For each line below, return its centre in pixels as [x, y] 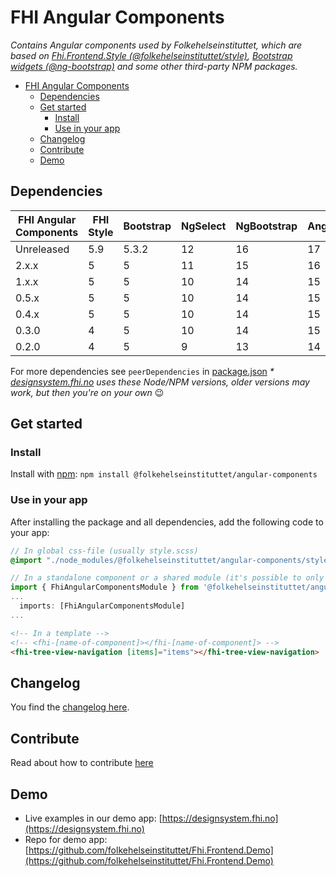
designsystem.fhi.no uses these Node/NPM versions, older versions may [160, 382]
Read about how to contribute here [82, 763]
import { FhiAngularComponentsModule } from [104, 587]
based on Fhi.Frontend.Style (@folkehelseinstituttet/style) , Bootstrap [151, 55]
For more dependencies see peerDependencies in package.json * [142, 371]
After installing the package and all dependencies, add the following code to [167, 522]
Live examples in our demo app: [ [93, 818]
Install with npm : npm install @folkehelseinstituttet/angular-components [164, 474]
